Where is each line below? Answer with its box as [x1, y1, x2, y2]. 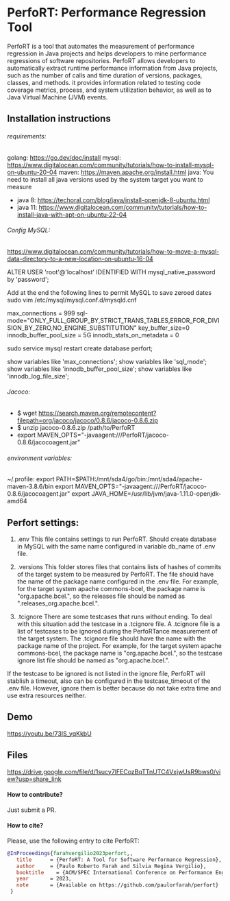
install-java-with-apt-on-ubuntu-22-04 [16, 211, 127, 219]
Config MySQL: [7, 226, 51, 235]
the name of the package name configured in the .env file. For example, [16, 577, 219, 586]
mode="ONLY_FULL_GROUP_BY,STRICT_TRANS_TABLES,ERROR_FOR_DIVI [7, 316, 220, 324]
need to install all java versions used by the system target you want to [7, 175, 204, 183]
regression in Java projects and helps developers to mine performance [7, 49, 207, 58]
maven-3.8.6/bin [7, 482, 54, 491]
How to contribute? [7, 791, 63, 799]
